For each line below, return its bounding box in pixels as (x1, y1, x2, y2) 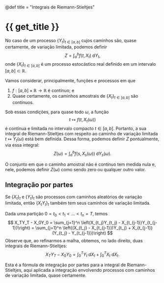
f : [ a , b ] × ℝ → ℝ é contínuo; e (12, 87, 75, 93)
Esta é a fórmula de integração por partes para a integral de (5, 262, 126, 268)
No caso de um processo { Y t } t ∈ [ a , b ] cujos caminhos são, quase (5, 37, 137, 45)
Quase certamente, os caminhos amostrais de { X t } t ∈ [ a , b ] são (12, 93, 138, 100)
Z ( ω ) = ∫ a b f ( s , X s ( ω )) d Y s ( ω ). (53, 150, 112, 157)
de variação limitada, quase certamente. (5, 272, 87, 279)
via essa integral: (5, 142, 40, 148)
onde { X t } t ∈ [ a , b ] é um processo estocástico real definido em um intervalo (5, 61, 156, 68)
